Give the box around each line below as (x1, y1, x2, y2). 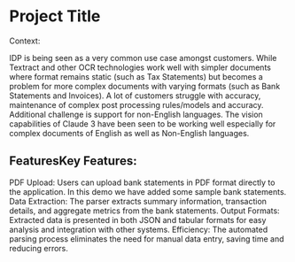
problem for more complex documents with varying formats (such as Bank (9, 81, 281, 91)
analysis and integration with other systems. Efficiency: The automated (9, 224, 268, 235)
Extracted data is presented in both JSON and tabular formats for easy (9, 214, 267, 225)
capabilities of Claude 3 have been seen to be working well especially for (9, 118, 276, 129)
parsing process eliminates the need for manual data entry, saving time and (9, 233, 285, 244)
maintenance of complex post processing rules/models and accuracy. (9, 99, 264, 110)
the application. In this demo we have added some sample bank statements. (9, 186, 287, 196)
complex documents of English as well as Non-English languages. (9, 127, 250, 138)
